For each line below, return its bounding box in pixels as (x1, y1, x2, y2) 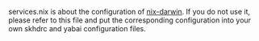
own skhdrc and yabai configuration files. (8, 24, 147, 33)
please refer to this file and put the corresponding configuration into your (8, 15, 252, 25)
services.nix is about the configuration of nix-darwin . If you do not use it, (8, 7, 251, 16)
